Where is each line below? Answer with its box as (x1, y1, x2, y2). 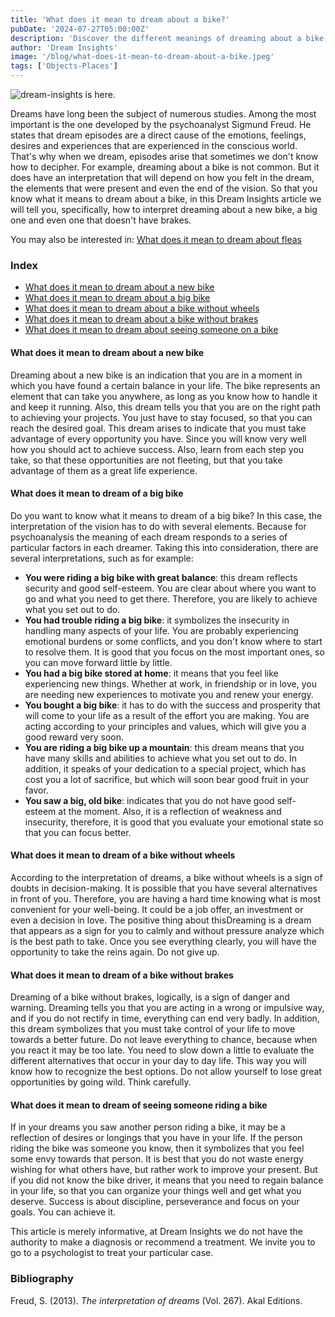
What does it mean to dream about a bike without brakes (24, 313, 259, 325)
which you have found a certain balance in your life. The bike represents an (10, 379, 321, 391)
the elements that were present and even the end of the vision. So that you (10, 182, 318, 194)
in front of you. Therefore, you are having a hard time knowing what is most (10, 892, 321, 905)
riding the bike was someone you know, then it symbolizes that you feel (10, 1142, 305, 1155)
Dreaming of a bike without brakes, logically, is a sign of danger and (10, 991, 290, 1003)
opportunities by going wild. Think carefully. (10, 1076, 192, 1088)
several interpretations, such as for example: (10, 552, 194, 564)
